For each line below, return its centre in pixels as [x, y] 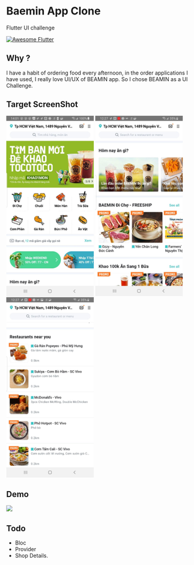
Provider [26, 549]
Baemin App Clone [53, 11]
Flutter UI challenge [31, 28]
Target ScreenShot [42, 104]
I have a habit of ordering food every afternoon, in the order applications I [97, 73]
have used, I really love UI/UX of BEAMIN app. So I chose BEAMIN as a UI [97, 79]
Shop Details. [31, 556]
